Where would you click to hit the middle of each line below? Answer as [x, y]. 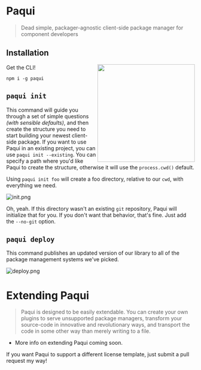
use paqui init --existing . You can [51, 154]
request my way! [27, 361]
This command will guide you [42, 110]
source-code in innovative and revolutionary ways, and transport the [105, 325]
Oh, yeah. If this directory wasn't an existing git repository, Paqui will [92, 208]
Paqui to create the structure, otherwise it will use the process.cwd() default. [100, 167]
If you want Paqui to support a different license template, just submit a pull [98, 354]
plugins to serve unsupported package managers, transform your [101, 318]
